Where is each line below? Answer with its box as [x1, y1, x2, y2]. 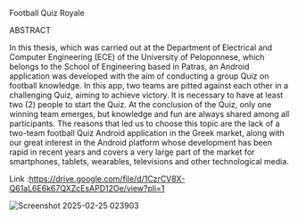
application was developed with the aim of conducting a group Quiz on [9, 71, 269, 81]
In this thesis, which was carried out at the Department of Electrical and [9, 42, 273, 53]
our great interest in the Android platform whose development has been [9, 138, 272, 147]
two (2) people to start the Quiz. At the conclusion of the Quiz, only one [9, 99, 272, 110]
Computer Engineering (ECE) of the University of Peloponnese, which [9, 52, 265, 62]
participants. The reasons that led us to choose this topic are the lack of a [9, 118, 280, 129]
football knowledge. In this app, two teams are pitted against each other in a [9, 80, 288, 90]
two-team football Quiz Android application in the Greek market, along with [9, 128, 286, 138]
